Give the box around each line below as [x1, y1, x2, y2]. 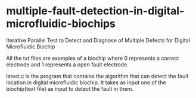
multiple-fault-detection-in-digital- [6, 4, 185, 18]
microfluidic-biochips [6, 17, 116, 30]
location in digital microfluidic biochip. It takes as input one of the [6, 79, 166, 86]
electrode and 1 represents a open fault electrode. [6, 61, 129, 68]
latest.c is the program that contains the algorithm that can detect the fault [6, 72, 189, 79]
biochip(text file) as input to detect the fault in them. [6, 85, 134, 92]
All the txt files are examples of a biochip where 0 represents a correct [6, 54, 179, 62]
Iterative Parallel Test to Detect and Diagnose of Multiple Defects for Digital [6, 36, 191, 44]
